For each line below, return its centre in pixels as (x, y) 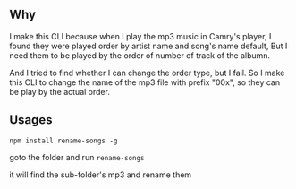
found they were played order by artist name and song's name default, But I (148, 46)
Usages (31, 120)
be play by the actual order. (59, 91)
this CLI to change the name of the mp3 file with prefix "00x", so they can (144, 82)
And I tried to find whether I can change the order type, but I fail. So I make (147, 73)
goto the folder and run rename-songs (77, 157)
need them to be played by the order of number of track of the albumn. (140, 55)
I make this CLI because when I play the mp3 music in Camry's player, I (140, 36)
